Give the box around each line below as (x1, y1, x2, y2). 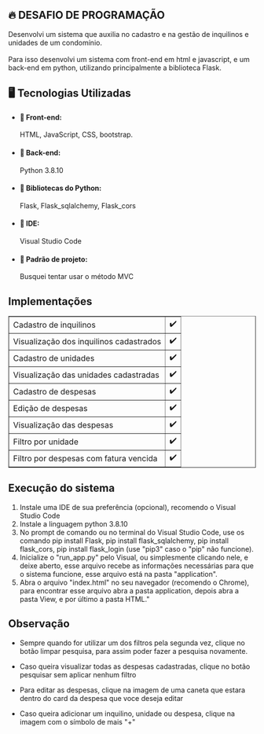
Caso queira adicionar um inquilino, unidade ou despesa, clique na (19, 709, 236, 718)
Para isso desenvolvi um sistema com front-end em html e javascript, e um (8, 54, 250, 64)
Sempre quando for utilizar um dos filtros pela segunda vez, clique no (19, 638, 245, 648)
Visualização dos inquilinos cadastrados (13, 336, 162, 347)
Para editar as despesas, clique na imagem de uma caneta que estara (19, 685, 246, 695)
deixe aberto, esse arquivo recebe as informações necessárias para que (19, 560, 254, 571)
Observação (8, 617, 70, 630)
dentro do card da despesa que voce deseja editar (19, 693, 184, 703)
